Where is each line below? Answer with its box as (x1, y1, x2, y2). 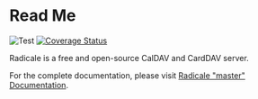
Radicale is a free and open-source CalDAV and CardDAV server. (9, 52, 249, 63)
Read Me (9, 5, 76, 26)
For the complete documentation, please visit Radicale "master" (9, 69, 245, 81)
